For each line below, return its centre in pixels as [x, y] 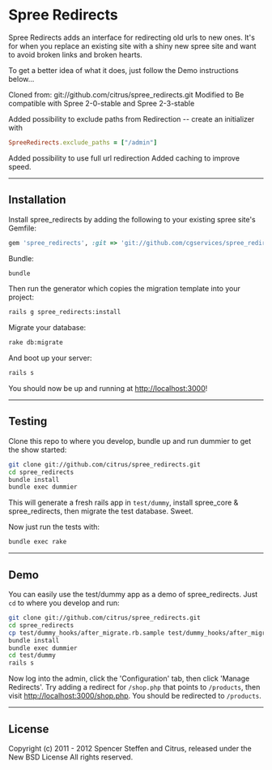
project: [21, 297]
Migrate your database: [47, 328]
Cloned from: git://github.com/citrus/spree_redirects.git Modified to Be [126, 94]
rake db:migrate [36, 342]
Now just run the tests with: [54, 527]
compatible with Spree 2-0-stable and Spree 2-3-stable [102, 103]
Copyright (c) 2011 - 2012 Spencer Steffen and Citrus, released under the [130, 748]
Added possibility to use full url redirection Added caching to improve [124, 158]
